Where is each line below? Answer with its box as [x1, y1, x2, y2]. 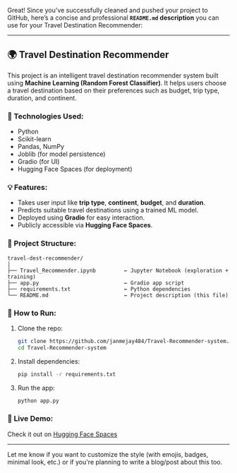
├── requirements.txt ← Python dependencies [7, 285, 191, 292]
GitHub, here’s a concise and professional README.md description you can [7, 13, 219, 22]
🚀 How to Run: [7, 308, 56, 318]
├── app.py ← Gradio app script [7, 279, 185, 287]
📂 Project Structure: [7, 239, 76, 249]
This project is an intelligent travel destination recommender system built [7, 71, 219, 80]
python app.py [17, 397, 59, 405]
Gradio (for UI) [17, 157, 60, 166]
